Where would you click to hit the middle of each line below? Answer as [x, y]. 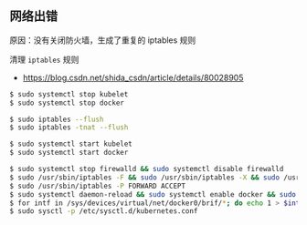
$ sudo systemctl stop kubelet [69, 94]
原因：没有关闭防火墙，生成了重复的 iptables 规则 [103, 40]
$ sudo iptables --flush [57, 119]
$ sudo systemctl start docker [69, 153]
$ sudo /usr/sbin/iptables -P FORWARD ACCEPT [97, 186]
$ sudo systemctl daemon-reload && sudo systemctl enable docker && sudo [153, 194]
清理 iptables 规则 [44, 59]
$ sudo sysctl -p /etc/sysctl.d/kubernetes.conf [104, 211]
